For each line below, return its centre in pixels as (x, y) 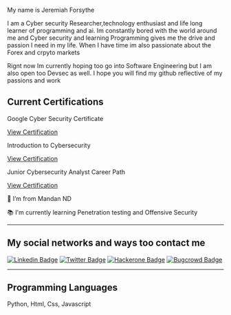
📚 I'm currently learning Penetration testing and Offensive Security (102, 212)
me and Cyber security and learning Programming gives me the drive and (111, 38)
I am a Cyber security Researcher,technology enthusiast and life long (105, 23)
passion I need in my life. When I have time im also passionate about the (109, 45)
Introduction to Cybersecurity (49, 145)
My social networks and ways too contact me (106, 243)
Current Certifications (56, 102)
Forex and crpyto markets (44, 52)
